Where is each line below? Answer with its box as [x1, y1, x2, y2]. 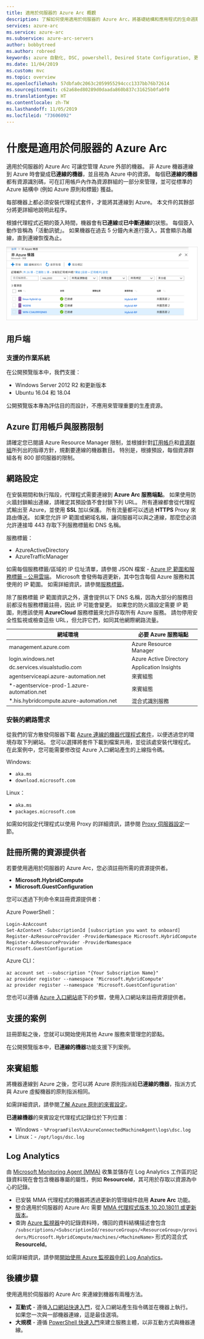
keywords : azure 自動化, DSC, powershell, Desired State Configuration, [6, 55, 191, 61]
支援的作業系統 [6, 353, 50, 362]
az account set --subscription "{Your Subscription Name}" [6, 970, 159, 976]
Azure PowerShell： [6, 908, 56, 916]
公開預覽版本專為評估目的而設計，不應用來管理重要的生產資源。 [6, 402, 166, 409]
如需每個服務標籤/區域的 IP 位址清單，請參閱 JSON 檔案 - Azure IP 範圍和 [6, 565, 189, 572]
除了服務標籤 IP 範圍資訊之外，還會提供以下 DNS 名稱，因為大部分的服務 [6, 593, 188, 600]
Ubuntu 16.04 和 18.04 [15, 389, 71, 397]
